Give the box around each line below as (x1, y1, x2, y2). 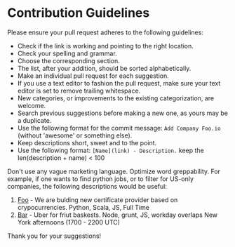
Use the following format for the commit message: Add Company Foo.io (17, 123, 221, 132)
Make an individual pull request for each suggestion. (17, 72, 170, 80)
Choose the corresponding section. (17, 56, 121, 65)
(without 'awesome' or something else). (17, 131, 133, 140)
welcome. (17, 101, 46, 109)
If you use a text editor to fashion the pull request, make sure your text (17, 79, 221, 87)
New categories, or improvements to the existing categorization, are (17, 93, 215, 102)
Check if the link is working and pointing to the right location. (17, 41, 194, 50)
